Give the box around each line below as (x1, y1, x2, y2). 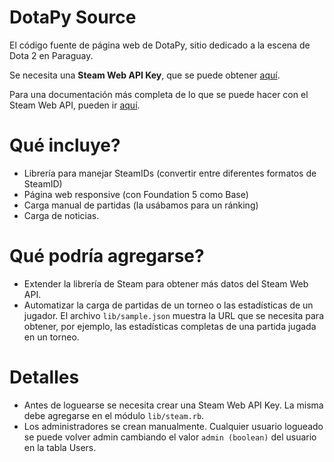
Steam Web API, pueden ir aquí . (9, 99, 141, 111)
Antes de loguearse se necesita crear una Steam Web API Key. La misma (23, 399, 324, 411)
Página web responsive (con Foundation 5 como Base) (23, 188, 249, 200)
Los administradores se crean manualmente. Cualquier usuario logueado (23, 420, 324, 432)
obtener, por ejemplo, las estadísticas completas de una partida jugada (23, 320, 317, 332)
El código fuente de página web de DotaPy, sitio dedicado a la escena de (9, 39, 311, 51)
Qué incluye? (9, 134, 121, 157)
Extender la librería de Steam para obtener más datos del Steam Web (23, 277, 309, 290)
